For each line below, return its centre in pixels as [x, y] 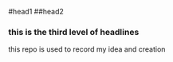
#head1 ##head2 [36, 12]
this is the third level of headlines [74, 32]
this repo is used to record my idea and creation [87, 49]
